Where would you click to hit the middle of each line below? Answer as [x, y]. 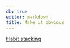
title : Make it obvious [35, 22]
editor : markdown [27, 17]
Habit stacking [24, 39]
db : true [17, 11]
